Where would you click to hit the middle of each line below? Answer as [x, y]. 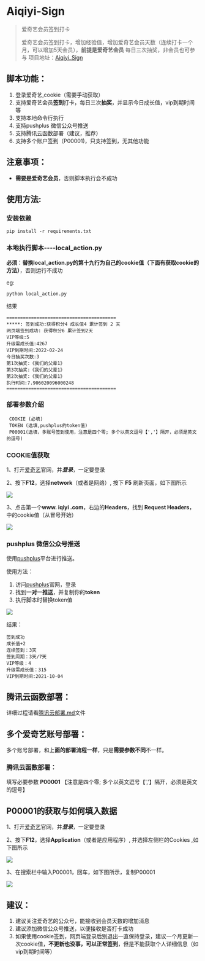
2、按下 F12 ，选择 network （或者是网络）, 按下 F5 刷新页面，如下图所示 [97, 483]
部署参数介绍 [25, 405]
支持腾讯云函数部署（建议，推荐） [58, 133]
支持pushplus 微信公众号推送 [52, 125]
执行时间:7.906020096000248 [40, 383]
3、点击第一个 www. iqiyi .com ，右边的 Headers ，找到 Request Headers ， [101, 508]
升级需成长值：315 [27, 670]
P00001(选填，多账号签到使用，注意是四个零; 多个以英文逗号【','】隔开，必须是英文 [103, 432]
